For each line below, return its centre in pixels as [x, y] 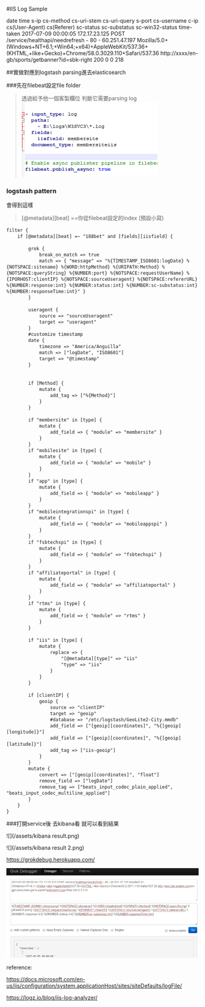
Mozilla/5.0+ [153, 40]
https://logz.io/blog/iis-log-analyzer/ [52, 998]
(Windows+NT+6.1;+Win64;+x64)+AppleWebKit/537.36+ [77, 46]
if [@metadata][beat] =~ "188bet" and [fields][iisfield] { [95, 237]
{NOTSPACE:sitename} [33, 267]
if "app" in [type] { [56, 481]
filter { [17, 231]
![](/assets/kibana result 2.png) [45, 848]
